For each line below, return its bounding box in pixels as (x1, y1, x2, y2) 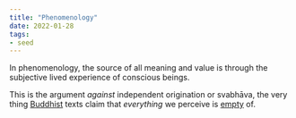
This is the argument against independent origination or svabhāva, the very (9, 89, 288, 100)
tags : (9, 29, 30, 38)
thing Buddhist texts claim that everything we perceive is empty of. (9, 99, 256, 110)
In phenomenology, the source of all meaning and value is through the (9, 63, 268, 73)
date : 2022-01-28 (9, 21, 74, 30)
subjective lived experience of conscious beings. (9, 72, 190, 83)
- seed (9, 38, 34, 47)
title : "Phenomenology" (9, 13, 99, 22)
